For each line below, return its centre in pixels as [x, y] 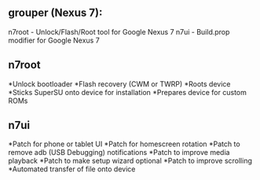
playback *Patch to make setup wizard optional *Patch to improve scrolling [130, 161]
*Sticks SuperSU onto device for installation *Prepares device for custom [128, 92]
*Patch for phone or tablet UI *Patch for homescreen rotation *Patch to [125, 144]
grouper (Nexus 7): [55, 13]
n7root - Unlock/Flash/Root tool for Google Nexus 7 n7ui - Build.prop [119, 31]
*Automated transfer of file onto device [72, 169]
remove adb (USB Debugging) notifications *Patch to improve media [119, 152]
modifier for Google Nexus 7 [54, 40]
